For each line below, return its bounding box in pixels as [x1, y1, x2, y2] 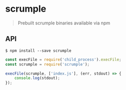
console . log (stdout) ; [14, 76, 60, 81]
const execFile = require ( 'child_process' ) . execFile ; [5, 57, 122, 62]
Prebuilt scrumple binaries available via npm [17, 20, 111, 26]
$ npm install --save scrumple [5, 48, 72, 53]
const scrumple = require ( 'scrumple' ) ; [5, 62, 90, 67]
